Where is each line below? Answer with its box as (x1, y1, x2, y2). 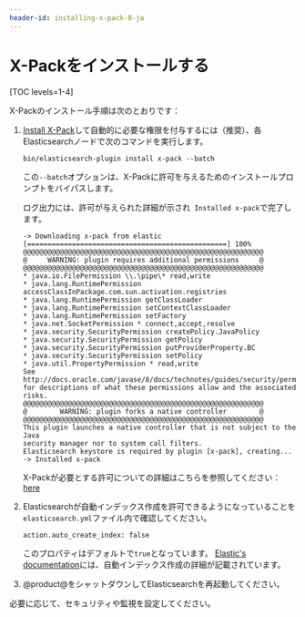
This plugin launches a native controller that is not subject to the (22, 423, 297, 432)
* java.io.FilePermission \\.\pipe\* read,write (22, 271, 211, 281)
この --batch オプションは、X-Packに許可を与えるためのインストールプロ (22, 170, 294, 182)
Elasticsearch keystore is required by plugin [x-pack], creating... (22, 447, 293, 456)
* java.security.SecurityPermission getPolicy (22, 334, 203, 344)
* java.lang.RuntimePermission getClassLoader (22, 295, 203, 304)
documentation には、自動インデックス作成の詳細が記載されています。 (22, 559, 286, 570)
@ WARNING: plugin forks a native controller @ (22, 406, 264, 416)
